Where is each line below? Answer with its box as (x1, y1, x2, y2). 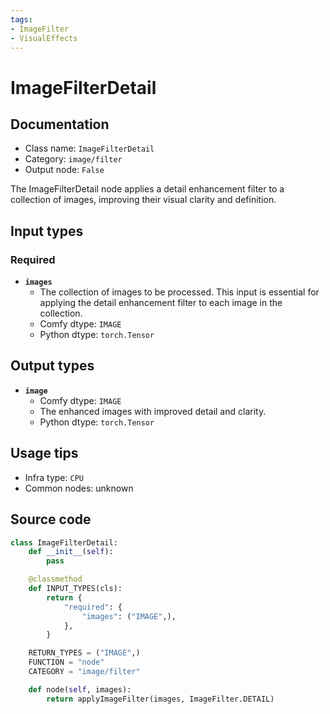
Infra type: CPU (24, 471, 84, 483)
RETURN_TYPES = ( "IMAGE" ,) (28, 648, 141, 658)
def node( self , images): (28, 684, 132, 695)
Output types (10, 357, 95, 375)
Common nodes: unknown (24, 482, 134, 494)
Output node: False (24, 164, 105, 176)
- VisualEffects (10, 33, 78, 43)
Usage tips (10, 445, 79, 462)
